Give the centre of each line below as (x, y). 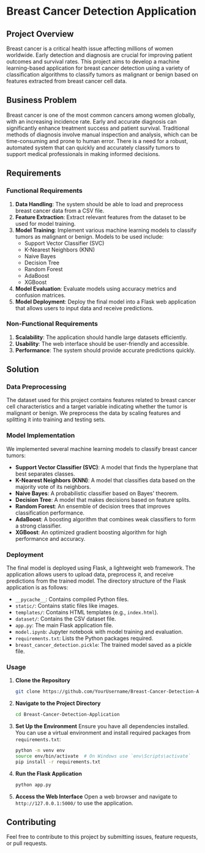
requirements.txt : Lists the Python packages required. (84, 638)
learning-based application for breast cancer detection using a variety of (98, 68)
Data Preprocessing (36, 387)
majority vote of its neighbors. (53, 486)
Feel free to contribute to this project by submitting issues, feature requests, (102, 837)
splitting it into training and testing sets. (56, 420)
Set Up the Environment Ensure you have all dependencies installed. (102, 726)
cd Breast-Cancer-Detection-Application (67, 715)
